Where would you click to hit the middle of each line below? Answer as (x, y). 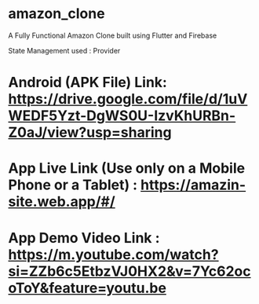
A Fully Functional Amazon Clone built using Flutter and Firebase (113, 35)
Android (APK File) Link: (88, 82)
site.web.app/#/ (62, 202)
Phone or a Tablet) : (73, 185)
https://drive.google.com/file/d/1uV (128, 99)
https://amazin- (193, 185)
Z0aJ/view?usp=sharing (90, 132)
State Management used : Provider (64, 50)
